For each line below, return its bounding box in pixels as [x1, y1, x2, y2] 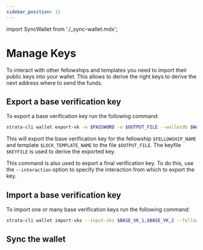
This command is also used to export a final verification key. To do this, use [6, 160, 194, 167]
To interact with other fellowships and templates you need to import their [6, 66, 187, 73]
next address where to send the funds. [6, 79, 103, 86]
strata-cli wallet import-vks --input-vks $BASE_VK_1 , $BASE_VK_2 [6, 217, 174, 223]
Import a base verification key [6, 190, 121, 200]
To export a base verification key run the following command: [6, 113, 159, 120]
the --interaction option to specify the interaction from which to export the [6, 166, 195, 173]
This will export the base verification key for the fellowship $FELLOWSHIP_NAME [6, 135, 196, 142]
